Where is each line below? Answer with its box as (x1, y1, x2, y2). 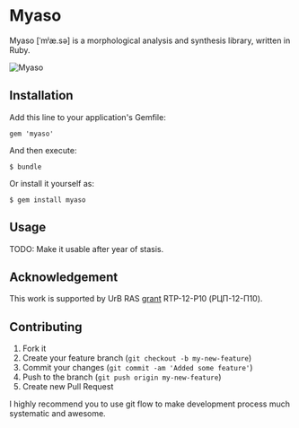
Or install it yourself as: (9, 178, 94, 188)
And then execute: (9, 144, 77, 155)
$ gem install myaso (9, 195, 87, 205)
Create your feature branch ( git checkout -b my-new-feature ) (22, 353, 252, 363)
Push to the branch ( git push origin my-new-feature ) (22, 371, 222, 382)
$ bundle (9, 162, 42, 171)
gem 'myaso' (9, 129, 54, 138)
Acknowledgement (9, 269, 119, 284)
